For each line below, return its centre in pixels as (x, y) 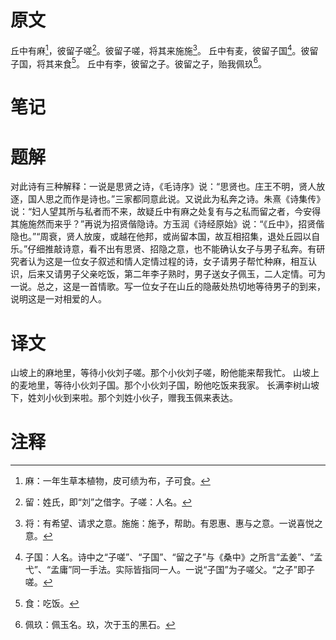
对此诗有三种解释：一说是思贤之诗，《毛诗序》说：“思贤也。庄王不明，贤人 (163, 187)
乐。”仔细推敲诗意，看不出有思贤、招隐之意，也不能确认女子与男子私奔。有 (163, 249)
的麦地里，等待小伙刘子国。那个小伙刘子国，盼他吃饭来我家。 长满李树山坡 (165, 385)
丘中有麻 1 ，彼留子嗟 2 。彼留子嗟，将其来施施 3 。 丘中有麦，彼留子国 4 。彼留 (164, 49)
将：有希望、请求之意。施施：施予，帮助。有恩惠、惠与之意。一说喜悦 (169, 523)
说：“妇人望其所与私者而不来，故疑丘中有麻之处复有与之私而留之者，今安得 (166, 212)
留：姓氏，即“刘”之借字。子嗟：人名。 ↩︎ (108, 502)
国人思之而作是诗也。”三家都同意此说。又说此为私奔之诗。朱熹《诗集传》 (176, 199)
